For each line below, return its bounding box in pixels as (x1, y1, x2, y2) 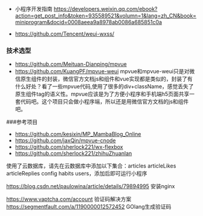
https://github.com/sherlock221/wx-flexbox (14, 143, 123, 151)
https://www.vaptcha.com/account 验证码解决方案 (6, 195, 132, 203)
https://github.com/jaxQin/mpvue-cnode (14, 137, 116, 144)
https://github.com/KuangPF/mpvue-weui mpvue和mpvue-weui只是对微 (14, 68, 195, 75)
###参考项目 (6, 119, 38, 126)
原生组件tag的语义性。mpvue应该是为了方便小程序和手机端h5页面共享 (14, 90, 190, 98)
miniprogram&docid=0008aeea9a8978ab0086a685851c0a (14, 19, 162, 25)
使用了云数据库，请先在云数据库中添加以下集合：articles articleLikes (6, 162, 176, 169)
